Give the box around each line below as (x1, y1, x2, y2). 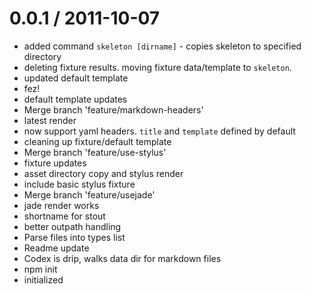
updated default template (23, 72, 129, 84)
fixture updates (23, 157, 87, 169)
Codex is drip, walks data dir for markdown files (23, 252, 222, 264)
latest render (23, 114, 77, 126)
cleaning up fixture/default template (23, 135, 172, 147)
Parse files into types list (23, 231, 126, 243)
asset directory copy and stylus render (23, 167, 184, 179)
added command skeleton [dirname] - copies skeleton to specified (23, 40, 302, 52)
